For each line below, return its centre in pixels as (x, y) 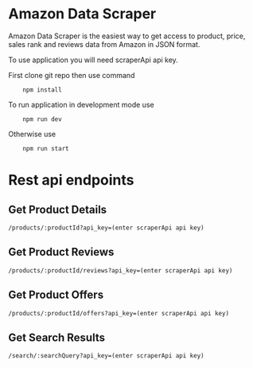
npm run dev (42, 119)
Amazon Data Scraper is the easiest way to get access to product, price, (127, 36)
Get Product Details (58, 209)
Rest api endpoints (71, 180)
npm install (42, 90)
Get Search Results (57, 337)
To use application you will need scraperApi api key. (93, 60)
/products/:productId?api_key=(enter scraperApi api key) (106, 228)
